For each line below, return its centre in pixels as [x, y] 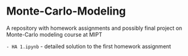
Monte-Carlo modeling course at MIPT [54, 34]
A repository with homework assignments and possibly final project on [94, 28]
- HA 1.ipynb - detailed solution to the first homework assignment [89, 46]
